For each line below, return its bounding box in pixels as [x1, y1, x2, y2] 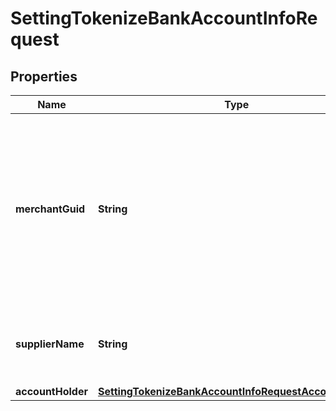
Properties [10, 68, 78, 85]
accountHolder [15, 385, 88, 398]
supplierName [15, 337, 85, 351]
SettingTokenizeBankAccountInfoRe [10, 7, 318, 30]
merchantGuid [15, 202, 86, 216]
